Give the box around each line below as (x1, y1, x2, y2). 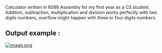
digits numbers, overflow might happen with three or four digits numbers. (5, 15, 157, 20)
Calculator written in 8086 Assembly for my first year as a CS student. (5, 4, 150, 10)
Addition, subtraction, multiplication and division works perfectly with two (5, 9, 157, 15)
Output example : (5, 29, 60, 38)
